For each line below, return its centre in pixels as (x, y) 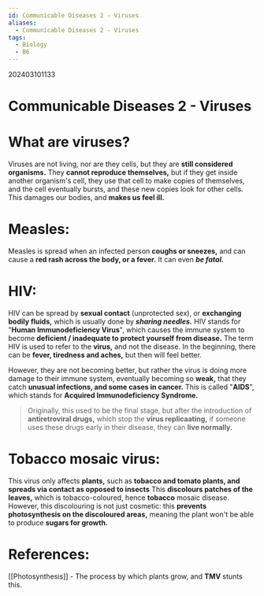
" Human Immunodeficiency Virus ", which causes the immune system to (126, 330)
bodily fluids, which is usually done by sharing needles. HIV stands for (125, 321)
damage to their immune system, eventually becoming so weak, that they (127, 378)
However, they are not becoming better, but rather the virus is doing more (127, 370)
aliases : (22, 23)
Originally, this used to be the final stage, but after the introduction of (139, 411)
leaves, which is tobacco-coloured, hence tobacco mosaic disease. (119, 498)
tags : (17, 37)
